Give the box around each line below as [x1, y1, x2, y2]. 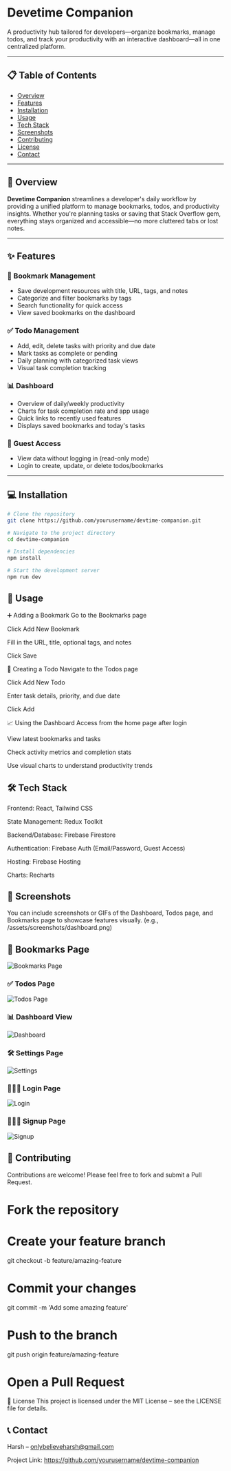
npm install [7, 555, 41, 562]
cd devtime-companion [7, 536, 69, 542]
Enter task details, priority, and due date [7, 691, 120, 700]
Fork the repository [7, 1201, 119, 1217]
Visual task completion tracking [16, 363, 107, 372]
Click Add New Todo [7, 678, 65, 687]
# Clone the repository [7, 510, 76, 518]
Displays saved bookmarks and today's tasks [16, 421, 146, 429]
